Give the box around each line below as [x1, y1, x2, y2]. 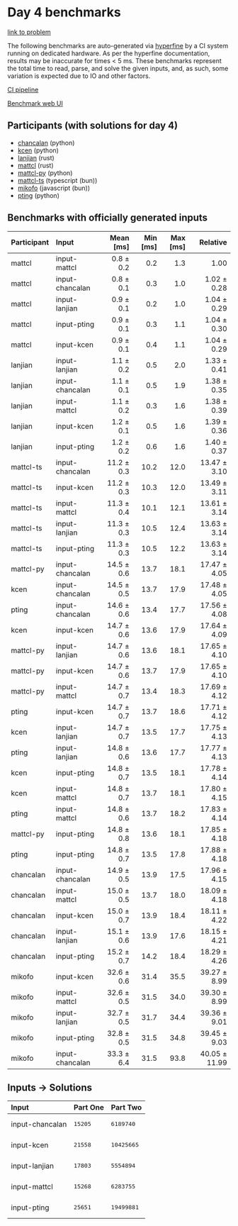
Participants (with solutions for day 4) [7, 120, 178, 132]
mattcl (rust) [17, 161, 55, 169]
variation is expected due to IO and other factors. [7, 72, 151, 80]
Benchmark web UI [7, 99, 64, 107]
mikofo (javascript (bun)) [17, 184, 91, 192]
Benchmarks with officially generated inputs [7, 212, 208, 224]
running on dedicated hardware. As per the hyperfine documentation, [7, 49, 210, 57]
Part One [73, 1103, 105, 1113]
